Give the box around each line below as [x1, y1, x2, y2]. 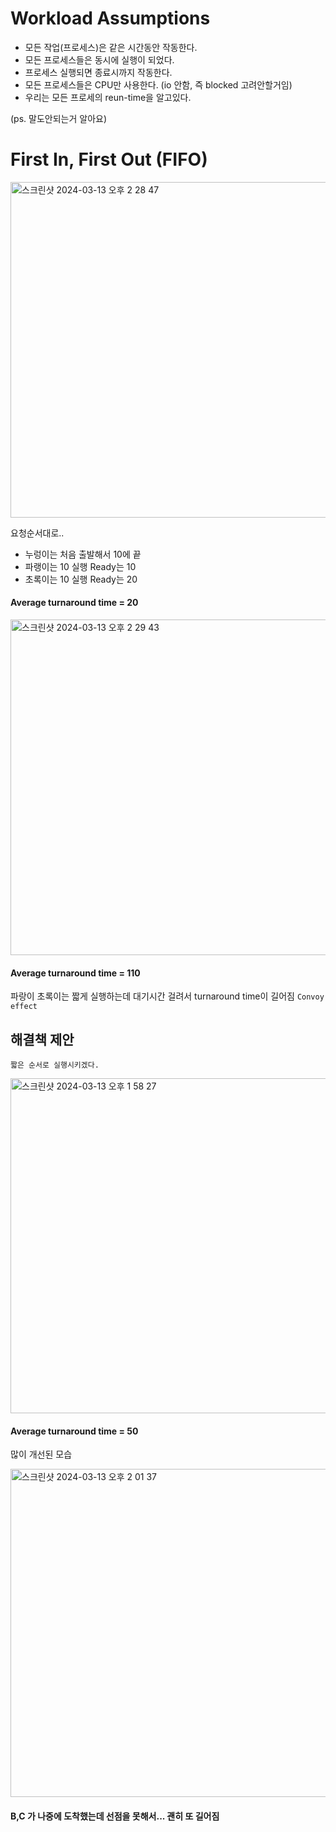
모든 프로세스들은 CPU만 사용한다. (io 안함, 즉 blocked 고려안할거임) [24, 78, 293, 91]
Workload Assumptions [10, 7, 211, 30]
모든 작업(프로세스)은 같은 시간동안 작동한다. [24, 41, 198, 53]
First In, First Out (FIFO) [10, 148, 208, 171]
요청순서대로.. [10, 527, 65, 539]
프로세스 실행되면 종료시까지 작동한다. [24, 66, 173, 78]
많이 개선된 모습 [10, 1448, 73, 1461]
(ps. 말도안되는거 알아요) [10, 112, 108, 124]
